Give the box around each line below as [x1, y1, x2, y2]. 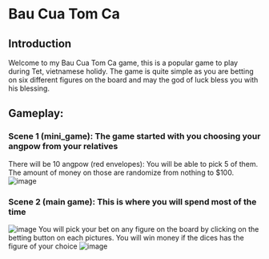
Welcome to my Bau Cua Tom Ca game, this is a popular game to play [8, 58, 239, 67]
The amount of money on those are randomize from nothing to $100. [8, 168, 235, 177]
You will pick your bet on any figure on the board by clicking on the [38, 224, 259, 233]
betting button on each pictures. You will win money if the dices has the [8, 233, 244, 242]
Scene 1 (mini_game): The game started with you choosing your [8, 131, 261, 142]
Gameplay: [8, 107, 64, 120]
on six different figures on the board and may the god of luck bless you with [8, 75, 259, 84]
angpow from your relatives [8, 141, 118, 152]
